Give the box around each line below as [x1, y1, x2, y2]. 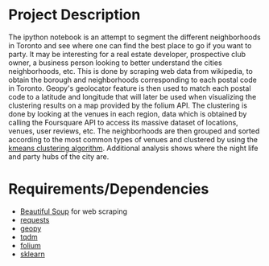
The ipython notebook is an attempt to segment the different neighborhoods [8, 32, 261, 42]
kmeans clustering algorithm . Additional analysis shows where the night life [8, 143, 259, 153]
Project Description [8, 6, 141, 24]
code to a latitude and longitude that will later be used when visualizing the [8, 92, 257, 101]
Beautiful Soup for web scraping [19, 207, 127, 216]
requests [19, 215, 50, 224]
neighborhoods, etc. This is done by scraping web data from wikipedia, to [8, 66, 254, 76]
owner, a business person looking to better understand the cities [8, 58, 223, 68]
